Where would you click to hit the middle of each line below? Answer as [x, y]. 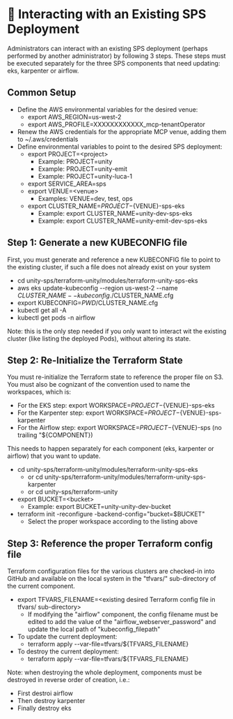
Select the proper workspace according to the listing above [113, 521]
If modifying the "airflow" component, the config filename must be [123, 614]
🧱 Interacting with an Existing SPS [107, 14]
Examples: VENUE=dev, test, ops [86, 198]
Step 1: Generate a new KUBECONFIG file [97, 243]
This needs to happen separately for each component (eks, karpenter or [111, 449]
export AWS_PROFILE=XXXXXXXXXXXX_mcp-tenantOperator [116, 124]
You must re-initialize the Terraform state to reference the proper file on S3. [115, 377]
